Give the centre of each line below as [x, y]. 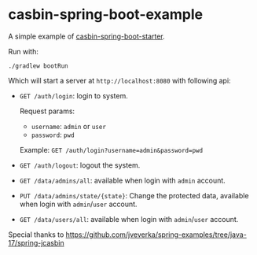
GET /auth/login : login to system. [73, 95]
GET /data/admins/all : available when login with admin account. [122, 180]
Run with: [24, 51]
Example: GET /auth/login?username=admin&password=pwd [111, 150]
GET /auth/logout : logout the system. [80, 165]
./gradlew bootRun [38, 66]
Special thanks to [36, 235]
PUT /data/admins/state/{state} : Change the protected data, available [134, 195]
